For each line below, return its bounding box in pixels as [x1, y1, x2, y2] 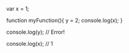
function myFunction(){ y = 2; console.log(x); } [6, 17, 123, 23]
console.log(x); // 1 [6, 40, 54, 47]
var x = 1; [6, 5, 29, 12]
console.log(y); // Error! [6, 28, 65, 36]
